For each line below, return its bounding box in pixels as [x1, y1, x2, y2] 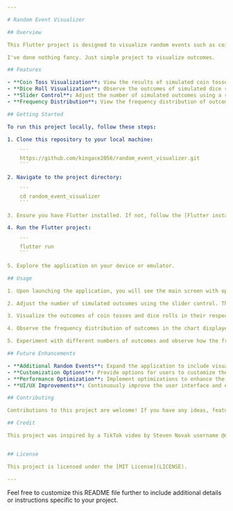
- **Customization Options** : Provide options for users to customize [7, 369, 216, 376]
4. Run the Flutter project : [7, 224, 92, 231]
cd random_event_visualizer [19, 192, 101, 200]
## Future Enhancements [7, 350, 76, 357]
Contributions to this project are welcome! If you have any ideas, [7, 407, 209, 414]
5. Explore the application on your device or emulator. [7, 262, 175, 269]
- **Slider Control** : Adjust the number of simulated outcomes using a [7, 92, 222, 99]
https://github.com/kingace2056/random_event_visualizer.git [19, 155, 200, 162]
